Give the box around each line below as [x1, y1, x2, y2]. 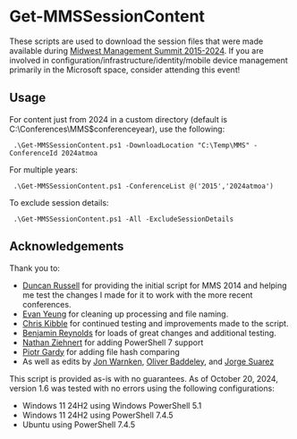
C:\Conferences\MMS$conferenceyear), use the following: [9, 123, 225, 134]
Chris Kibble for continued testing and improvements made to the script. [21, 317, 289, 328]
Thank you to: [9, 262, 61, 274]
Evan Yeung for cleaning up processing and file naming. [21, 308, 229, 319]
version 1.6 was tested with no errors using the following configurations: [9, 383, 275, 393]
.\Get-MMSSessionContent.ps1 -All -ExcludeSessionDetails [13, 215, 234, 224]
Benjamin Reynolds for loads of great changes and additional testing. [21, 327, 277, 338]
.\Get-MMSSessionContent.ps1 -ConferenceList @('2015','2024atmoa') [13, 182, 275, 190]
